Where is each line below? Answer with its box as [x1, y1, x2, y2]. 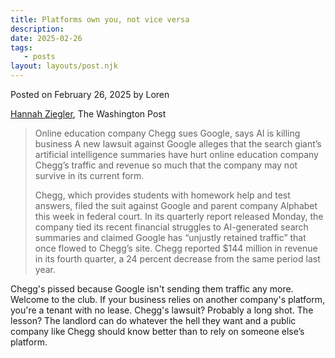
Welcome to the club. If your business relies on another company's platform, [10, 294, 326, 305]
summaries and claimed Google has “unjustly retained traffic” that [34, 232, 307, 243]
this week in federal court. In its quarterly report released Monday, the [34, 211, 324, 222]
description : [10, 24, 65, 34]
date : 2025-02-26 [10, 33, 83, 43]
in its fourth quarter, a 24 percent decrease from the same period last [34, 253, 321, 265]
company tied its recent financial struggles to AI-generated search [34, 221, 309, 233]
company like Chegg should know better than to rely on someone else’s [10, 326, 305, 337]
